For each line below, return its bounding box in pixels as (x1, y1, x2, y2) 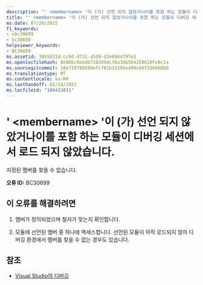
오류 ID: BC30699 (6, 179, 50, 186)
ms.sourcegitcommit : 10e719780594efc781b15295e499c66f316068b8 (6, 64, 169, 71)
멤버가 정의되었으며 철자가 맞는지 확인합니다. (14, 215, 121, 223)
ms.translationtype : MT (6, 70, 66, 77)
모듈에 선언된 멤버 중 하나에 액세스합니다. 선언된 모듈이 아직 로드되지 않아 (14, 228, 188, 236)
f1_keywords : (6, 25, 39, 32)
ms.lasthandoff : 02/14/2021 (6, 82, 77, 88)
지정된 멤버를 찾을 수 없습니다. (6, 166, 77, 174)
